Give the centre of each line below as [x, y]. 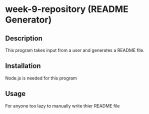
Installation [23, 66]
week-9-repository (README [67, 9]
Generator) [28, 20]
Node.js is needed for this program [41, 78]
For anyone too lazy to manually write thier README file [62, 105]
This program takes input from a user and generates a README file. [75, 50]
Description [24, 38]
